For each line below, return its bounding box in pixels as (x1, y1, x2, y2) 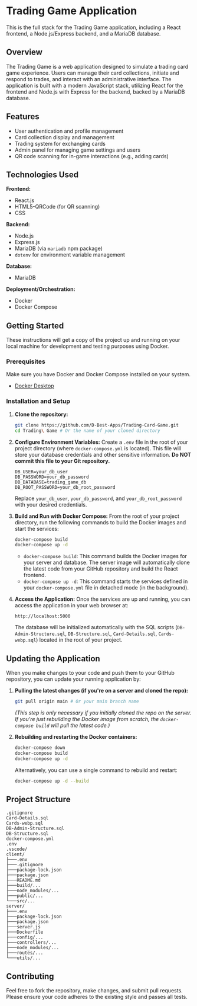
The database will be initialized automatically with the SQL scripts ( (14, 624, 178, 631)
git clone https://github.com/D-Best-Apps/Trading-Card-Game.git (14, 422, 179, 428)
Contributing (6, 971, 54, 981)
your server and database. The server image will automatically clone (23, 559, 190, 566)
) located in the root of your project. (36, 636, 123, 643)
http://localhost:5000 (14, 613, 71, 620)
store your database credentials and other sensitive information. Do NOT (14, 451, 192, 458)
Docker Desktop (14, 382, 54, 389)
